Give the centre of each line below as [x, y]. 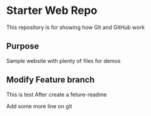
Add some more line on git [39, 106]
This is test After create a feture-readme [57, 94]
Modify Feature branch [51, 80]
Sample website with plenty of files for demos [64, 60]
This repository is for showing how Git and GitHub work [75, 27]
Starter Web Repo [52, 11]
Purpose [23, 46]
